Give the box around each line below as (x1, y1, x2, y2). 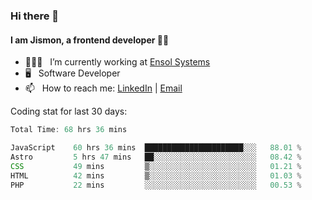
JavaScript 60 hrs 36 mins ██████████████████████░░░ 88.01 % (10, 143, 302, 153)
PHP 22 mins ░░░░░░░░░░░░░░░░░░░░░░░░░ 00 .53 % (10, 180, 302, 190)
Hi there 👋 (10, 9, 60, 23)
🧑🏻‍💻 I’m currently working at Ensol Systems (24, 56, 211, 68)
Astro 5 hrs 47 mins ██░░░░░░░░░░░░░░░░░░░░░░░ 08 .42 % (10, 152, 302, 162)
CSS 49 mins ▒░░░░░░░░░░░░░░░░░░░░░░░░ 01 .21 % (10, 161, 302, 171)
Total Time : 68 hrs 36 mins (10, 125, 128, 135)
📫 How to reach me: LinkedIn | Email (24, 82, 183, 94)
